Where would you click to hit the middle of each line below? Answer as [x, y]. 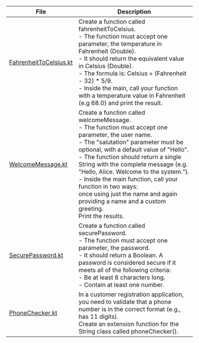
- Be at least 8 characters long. [122, 277]
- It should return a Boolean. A [121, 255]
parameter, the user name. [115, 135]
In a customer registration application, [131, 294]
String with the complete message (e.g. [133, 164]
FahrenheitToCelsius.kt [41, 62]
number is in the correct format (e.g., [130, 309]
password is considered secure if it [127, 263]
